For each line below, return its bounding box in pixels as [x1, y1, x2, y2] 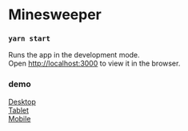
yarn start [8, 34, 50, 43]
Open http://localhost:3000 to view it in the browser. [8, 58, 181, 69]
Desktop [8, 97, 36, 106]
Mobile [8, 113, 31, 123]
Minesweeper [8, 6, 102, 24]
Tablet [8, 105, 30, 115]
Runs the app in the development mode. [8, 50, 140, 60]
